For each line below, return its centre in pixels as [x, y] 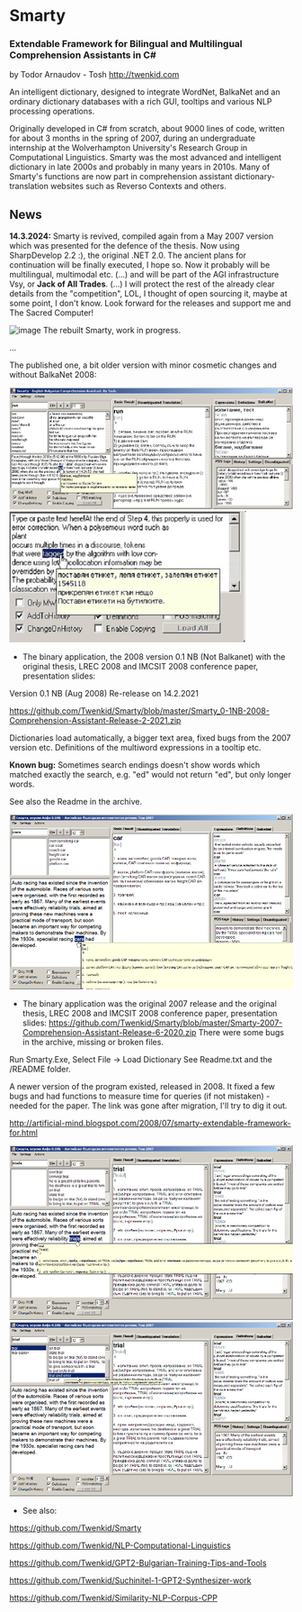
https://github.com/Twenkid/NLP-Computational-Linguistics [120, 1545]
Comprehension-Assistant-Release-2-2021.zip [95, 721]
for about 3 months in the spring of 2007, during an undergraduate [133, 138]
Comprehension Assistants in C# [83, 55]
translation [29, 187]
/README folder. [40, 1069]
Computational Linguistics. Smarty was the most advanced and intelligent [145, 158]
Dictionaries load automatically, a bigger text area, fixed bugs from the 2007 [150, 738]
